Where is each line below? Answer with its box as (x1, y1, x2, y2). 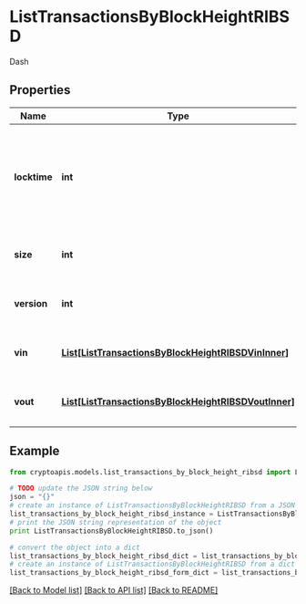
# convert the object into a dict (9, 543, 141, 552)
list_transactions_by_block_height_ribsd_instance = (9, 509, 214, 519)
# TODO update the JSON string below (9, 484, 153, 494)
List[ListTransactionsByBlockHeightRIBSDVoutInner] (61, 395, 296, 408)
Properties (9, 82, 71, 98)
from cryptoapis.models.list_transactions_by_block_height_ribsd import (9, 467, 291, 476)
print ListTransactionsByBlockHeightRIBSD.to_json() (9, 526, 214, 536)
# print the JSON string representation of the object (9, 517, 222, 526)
